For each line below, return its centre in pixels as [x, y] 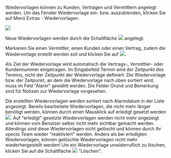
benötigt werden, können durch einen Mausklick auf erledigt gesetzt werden [86, 112]
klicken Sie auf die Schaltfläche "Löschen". [54, 151]
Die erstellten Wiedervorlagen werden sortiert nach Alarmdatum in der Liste [85, 101]
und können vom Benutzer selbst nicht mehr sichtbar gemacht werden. [80, 123]
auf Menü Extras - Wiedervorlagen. [42, 18]
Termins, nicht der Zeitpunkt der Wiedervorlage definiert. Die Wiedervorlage [86, 75]
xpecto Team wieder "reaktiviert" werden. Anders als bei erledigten [76, 134]
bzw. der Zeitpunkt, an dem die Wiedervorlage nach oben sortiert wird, [80, 80]
